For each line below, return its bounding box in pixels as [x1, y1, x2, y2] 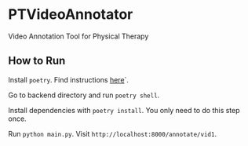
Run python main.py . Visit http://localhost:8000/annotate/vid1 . [8, 129, 217, 138]
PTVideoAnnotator [8, 5, 133, 24]
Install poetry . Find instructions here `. [8, 75, 129, 84]
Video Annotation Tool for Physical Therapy [8, 31, 149, 41]
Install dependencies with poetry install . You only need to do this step [8, 105, 241, 115]
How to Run [8, 54, 66, 68]
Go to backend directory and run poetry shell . [8, 90, 160, 100]
